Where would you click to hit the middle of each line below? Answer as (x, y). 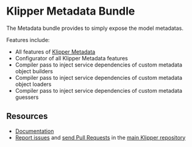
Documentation (34, 131)
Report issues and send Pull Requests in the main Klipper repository (100, 137)
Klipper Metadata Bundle (71, 11)
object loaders (33, 84)
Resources (27, 116)
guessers (27, 97)
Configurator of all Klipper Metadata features (71, 58)
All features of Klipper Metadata (55, 52)
